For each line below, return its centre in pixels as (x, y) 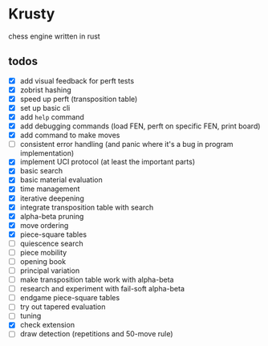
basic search (41, 171)
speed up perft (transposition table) (79, 99)
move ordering (44, 225)
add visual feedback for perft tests (77, 80)
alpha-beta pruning (52, 216)
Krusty (32, 14)
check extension (47, 325)
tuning (30, 316)
